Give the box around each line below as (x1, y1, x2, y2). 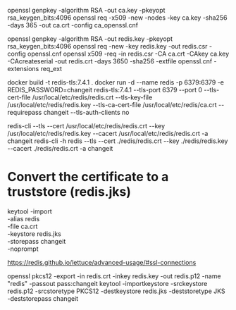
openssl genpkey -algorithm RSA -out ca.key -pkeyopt (7, 6, 166, 14)
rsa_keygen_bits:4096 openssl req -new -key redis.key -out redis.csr (7, 42, 208, 50)
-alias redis (7, 214, 40, 223)
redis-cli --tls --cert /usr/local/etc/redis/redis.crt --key (7, 122, 166, 130)
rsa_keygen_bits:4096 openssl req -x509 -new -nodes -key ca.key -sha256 (7, 13, 228, 22)
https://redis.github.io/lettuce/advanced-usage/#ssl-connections (7, 258, 197, 266)
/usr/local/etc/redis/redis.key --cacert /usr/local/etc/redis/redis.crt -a (7, 130, 209, 137)
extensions (7, 65, 39, 73)
